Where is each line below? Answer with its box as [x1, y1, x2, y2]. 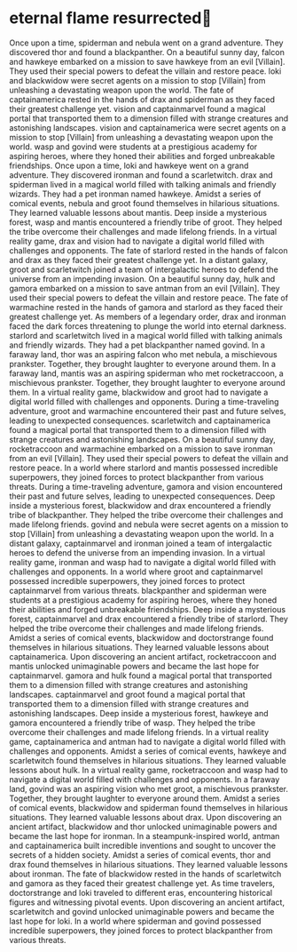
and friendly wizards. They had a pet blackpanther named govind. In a [9, 340, 266, 350]
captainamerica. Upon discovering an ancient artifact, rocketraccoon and [9, 651, 277, 661]
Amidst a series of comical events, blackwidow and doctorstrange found [9, 632, 274, 643]
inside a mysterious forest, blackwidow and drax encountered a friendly [9, 500, 272, 510]
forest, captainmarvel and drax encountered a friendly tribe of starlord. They [9, 613, 288, 624]
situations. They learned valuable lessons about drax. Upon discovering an [9, 812, 282, 822]
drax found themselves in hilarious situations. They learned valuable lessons [9, 859, 288, 869]
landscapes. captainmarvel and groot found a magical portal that [9, 689, 246, 700]
